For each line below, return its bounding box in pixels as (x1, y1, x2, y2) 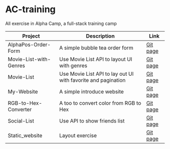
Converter (8, 106, 32, 113)
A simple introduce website (59, 88, 124, 95)
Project (22, 32, 40, 39)
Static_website (8, 132, 42, 139)
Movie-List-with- (8, 55, 51, 63)
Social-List (8, 117, 34, 124)
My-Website (8, 88, 38, 95)
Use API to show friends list (59, 117, 125, 124)
